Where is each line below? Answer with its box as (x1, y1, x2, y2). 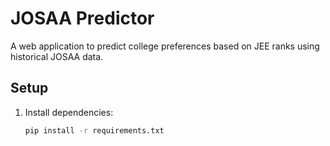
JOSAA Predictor (10, 7, 155, 30)
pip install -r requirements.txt (24, 125, 165, 136)
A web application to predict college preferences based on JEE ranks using (10, 40, 320, 52)
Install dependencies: (24, 106, 114, 118)
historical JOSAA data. (10, 50, 104, 62)
